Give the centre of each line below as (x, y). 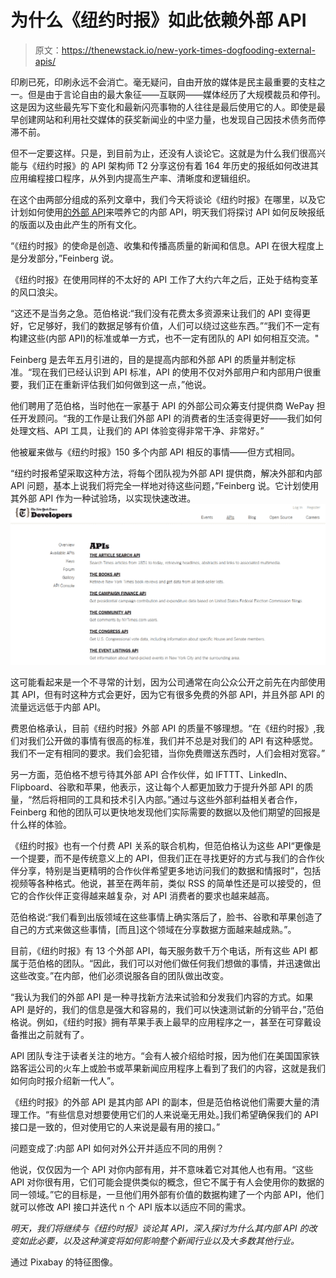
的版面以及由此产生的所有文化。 (76, 224)
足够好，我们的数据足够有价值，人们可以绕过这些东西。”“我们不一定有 (178, 325)
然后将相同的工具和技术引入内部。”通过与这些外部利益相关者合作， (167, 800)
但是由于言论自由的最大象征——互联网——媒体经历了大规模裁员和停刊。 (176, 94)
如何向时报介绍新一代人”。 (65, 1081)
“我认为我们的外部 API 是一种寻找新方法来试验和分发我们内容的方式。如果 (162, 997)
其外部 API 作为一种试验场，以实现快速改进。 (103, 498)
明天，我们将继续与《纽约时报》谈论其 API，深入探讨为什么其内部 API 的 (159, 1228)
